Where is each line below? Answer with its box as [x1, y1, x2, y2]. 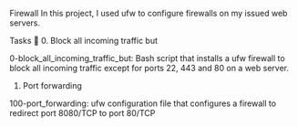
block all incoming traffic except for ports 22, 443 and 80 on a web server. [9, 63, 290, 73]
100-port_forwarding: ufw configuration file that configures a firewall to [9, 98, 276, 109]
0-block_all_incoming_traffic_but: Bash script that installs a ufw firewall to [9, 53, 285, 63]
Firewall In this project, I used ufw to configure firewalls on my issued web [9, 8, 288, 18]
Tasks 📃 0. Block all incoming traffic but [9, 36, 158, 46]
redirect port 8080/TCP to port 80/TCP [9, 108, 156, 118]
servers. [9, 17, 41, 28]
